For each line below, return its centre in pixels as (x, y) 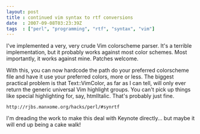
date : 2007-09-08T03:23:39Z (44, 23)
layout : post (23, 12)
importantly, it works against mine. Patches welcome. (72, 59)
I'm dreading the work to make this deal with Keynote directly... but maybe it (101, 118)
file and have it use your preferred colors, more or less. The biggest (90, 77)
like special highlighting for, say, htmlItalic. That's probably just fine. (90, 96)
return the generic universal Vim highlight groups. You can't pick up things (98, 90)
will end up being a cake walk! (44, 125)
